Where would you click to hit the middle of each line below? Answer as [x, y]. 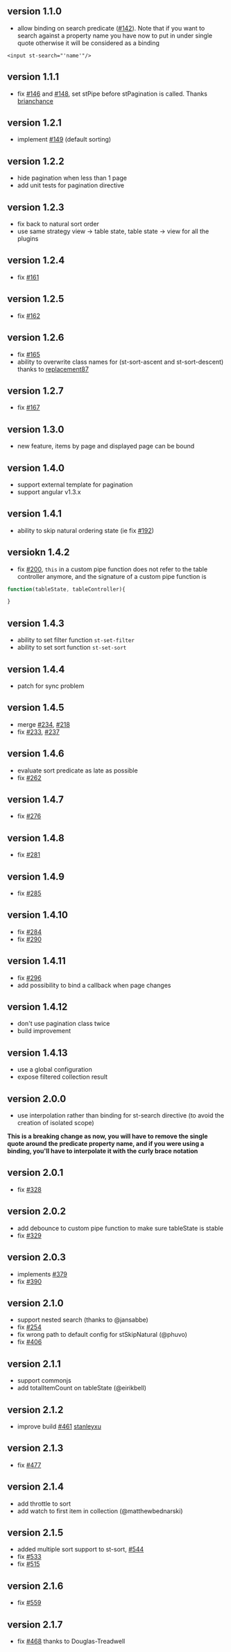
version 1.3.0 [36, 429]
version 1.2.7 [35, 390]
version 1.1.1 [33, 77]
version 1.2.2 [36, 161]
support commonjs [44, 1381]
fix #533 [29, 1557]
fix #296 [29, 977]
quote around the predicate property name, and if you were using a [106, 1144]
